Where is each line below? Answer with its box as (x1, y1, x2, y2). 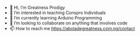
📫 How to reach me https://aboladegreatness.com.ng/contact (9, 26, 135, 31)
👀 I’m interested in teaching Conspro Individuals (9, 10, 106, 16)
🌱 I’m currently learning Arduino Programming (9, 15, 102, 20)
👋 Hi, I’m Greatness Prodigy (9, 5, 65, 10)
